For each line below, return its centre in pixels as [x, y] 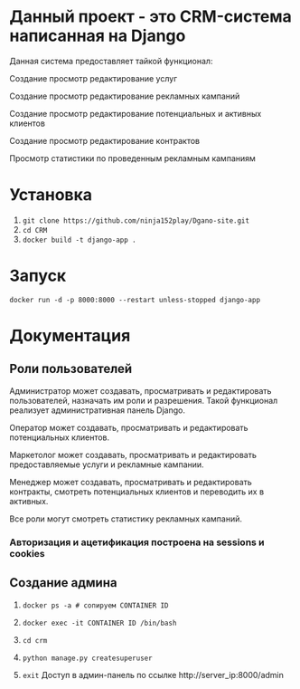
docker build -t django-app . [80, 240]
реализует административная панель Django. [97, 410]
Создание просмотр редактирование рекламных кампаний [125, 96]
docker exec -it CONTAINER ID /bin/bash [99, 623]
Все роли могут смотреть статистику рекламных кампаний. [126, 519]
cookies [27, 553]
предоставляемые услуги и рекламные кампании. [107, 464]
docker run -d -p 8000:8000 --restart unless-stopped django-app [135, 300]
